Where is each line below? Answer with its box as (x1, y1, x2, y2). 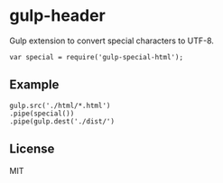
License (9, 142, 55, 157)
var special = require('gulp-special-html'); (9, 52, 183, 61)
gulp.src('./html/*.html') (9, 101, 111, 110)
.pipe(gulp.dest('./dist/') (9, 116, 116, 126)
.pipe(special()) (9, 109, 75, 118)
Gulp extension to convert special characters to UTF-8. (9, 35, 215, 46)
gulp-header (9, 5, 106, 26)
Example (9, 78, 60, 93)
